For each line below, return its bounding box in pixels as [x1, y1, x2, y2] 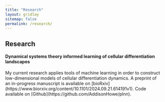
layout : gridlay [5, 12, 39, 17]
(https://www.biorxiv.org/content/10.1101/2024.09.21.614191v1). [5, 86, 134, 92]
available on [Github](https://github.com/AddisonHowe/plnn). [5, 91, 131, 97]
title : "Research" [5, 7, 43, 12]
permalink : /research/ [5, 21, 52, 26]
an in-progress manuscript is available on [5, 80, 91, 86]
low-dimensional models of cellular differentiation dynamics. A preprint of [5, 75, 157, 81]
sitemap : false [5, 16, 37, 21]
